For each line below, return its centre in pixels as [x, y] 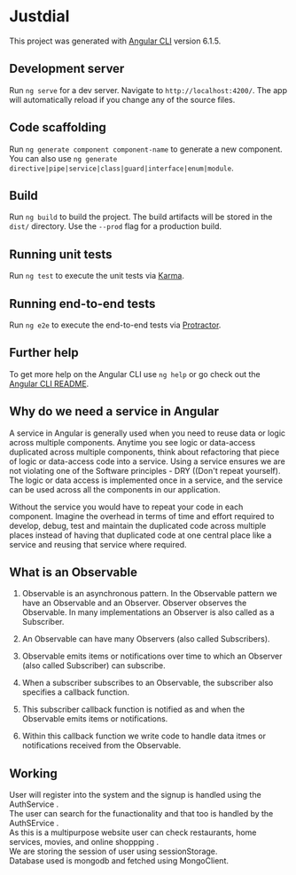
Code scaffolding [58, 127]
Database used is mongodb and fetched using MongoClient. [119, 861]
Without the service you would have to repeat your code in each [126, 507]
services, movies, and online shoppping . [84, 842]
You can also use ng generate [63, 158]
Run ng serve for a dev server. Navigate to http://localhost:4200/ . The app [148, 90]
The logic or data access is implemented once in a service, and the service [146, 480]
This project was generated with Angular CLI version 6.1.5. [115, 41]
